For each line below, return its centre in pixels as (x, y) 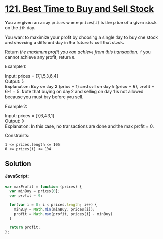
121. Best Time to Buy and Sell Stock (80, 9)
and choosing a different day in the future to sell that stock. (65, 42)
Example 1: (16, 66)
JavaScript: (17, 176)
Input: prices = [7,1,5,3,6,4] (32, 76)
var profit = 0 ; (26, 196)
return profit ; (25, 228)
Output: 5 (15, 81)
